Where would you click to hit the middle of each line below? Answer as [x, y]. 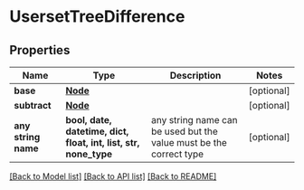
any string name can [194, 120]
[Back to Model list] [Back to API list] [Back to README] [113, 176]
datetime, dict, [97, 131]
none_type [89, 154]
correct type [177, 154]
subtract [33, 105]
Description [195, 76]
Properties [40, 50]
